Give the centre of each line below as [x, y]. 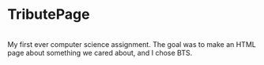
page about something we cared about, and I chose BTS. [100, 52]
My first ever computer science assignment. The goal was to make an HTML [132, 44]
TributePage [49, 14]
